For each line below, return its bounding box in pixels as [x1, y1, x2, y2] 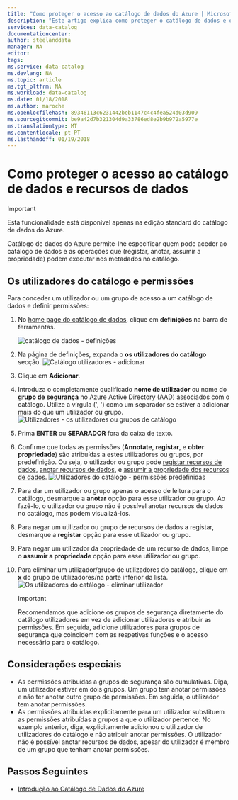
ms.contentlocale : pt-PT [7, 129, 81, 136]
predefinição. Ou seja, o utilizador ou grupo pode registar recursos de [17, 458, 222, 466]
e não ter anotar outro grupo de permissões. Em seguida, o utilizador [17, 692, 220, 701]
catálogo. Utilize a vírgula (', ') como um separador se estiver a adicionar [17, 400, 230, 408]
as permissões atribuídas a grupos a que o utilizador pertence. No [17, 715, 211, 723]
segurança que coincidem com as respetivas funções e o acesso [17, 631, 208, 638]
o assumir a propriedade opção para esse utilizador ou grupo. [17, 552, 200, 560]
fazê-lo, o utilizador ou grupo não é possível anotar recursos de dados [17, 502, 224, 510]
